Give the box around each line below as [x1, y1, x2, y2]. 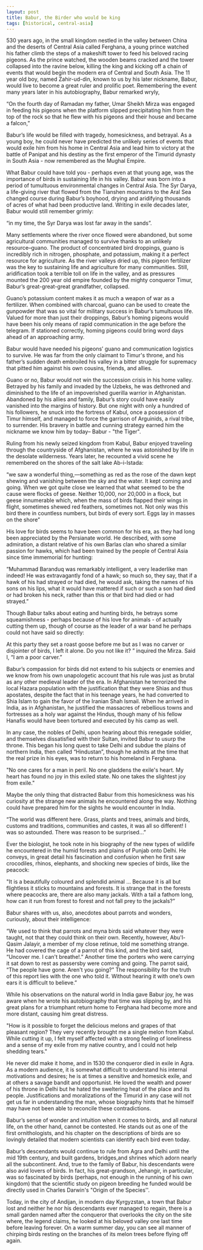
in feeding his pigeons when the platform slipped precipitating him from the [6, 107, 195, 114]
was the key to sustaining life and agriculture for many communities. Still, [6, 264, 189, 271]
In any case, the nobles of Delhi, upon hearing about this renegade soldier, [6, 729, 193, 736]
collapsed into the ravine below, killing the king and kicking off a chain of [6, 63, 188, 70]
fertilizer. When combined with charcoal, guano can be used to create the [6, 301, 190, 309]
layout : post [6, 9, 39, 15]
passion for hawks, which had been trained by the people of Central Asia [6, 548, 188, 555]
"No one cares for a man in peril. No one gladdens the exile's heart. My [6, 766, 184, 774]
